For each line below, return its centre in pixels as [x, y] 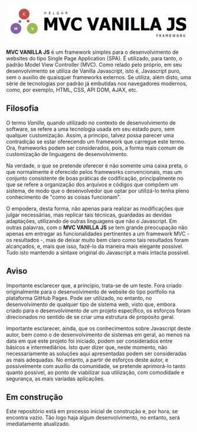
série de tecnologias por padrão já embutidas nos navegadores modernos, [97, 83]
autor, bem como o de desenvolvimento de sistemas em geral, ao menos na [98, 334]
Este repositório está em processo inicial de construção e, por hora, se [92, 411]
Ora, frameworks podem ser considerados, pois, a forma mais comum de [95, 148]
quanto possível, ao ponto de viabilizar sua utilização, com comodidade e [95, 372]
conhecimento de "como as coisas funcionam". [63, 197]
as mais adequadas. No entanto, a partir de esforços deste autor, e [87, 360]
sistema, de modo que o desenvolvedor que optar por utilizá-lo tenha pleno [98, 191]
